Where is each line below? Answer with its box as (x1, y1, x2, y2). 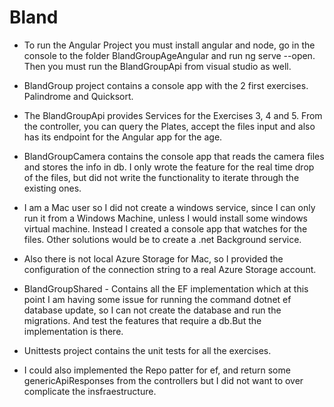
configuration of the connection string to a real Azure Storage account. (23, 263, 317, 275)
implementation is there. (23, 325, 124, 337)
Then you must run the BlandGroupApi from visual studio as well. (23, 60, 292, 72)
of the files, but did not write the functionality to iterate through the (23, 171, 300, 183)
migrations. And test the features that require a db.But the (23, 314, 262, 326)
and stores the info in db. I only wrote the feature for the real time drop (23, 161, 315, 173)
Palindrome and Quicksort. (23, 90, 134, 102)
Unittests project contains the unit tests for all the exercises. (23, 344, 272, 356)
